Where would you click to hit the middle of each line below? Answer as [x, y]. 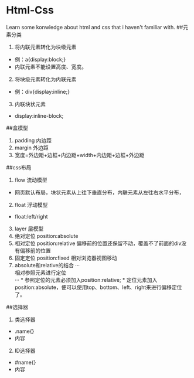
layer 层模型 [29, 229]
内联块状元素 [30, 104]
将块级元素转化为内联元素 [45, 79]
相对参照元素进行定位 [40, 273]
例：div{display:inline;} [42, 91]
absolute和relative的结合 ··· [47, 265]
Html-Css [30, 10]
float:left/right [31, 216]
